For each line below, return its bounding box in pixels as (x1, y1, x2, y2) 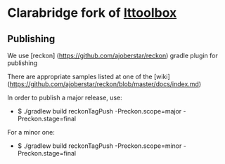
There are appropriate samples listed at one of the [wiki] (7, 72, 170, 81)
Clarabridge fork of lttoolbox (7, 5, 177, 21)
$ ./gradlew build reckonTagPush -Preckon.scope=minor (17, 142, 182, 150)
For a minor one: (7, 128, 55, 136)
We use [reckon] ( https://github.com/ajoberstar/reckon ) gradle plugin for (7, 51, 218, 60)
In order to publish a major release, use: (7, 93, 122, 102)
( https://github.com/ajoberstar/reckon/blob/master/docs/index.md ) (7, 80, 202, 88)
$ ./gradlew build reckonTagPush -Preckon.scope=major (17, 107, 182, 115)
